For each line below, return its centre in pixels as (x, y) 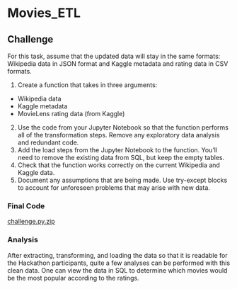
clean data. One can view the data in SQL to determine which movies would (117, 270)
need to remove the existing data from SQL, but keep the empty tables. (121, 158)
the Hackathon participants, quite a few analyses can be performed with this (119, 263)
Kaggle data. (36, 172)
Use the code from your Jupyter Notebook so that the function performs (123, 127)
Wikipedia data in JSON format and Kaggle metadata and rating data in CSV (118, 64)
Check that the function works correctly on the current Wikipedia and (119, 165)
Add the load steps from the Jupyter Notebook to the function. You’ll (117, 150)
